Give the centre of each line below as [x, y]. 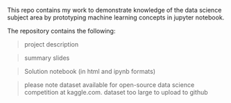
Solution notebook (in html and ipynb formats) [90, 71]
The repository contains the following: [61, 31]
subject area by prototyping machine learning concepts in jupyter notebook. [116, 17]
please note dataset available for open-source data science [109, 85]
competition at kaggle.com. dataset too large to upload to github [116, 92]
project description [51, 44]
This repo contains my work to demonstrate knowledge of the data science [114, 10]
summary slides [47, 58]
